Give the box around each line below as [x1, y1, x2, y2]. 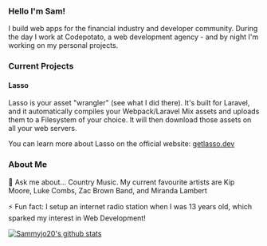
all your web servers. [8, 124, 77, 133]
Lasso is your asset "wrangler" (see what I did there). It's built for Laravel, [8, 98, 250, 108]
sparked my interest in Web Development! [8, 213, 146, 223]
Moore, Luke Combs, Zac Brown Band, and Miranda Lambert [8, 185, 207, 195]
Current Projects [8, 61, 74, 72]
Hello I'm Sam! [8, 6, 66, 17]
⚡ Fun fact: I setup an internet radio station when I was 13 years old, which [8, 201, 253, 211]
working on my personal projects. [8, 41, 119, 50]
